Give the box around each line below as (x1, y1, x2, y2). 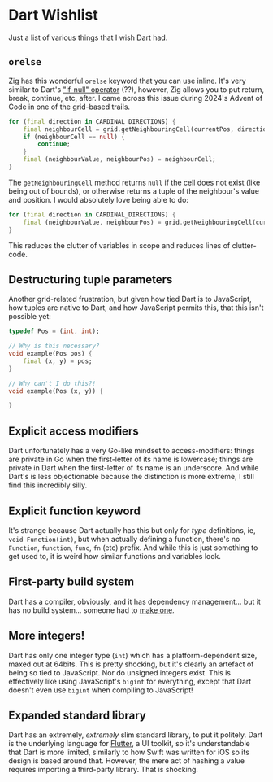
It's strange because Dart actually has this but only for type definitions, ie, (8, 525, 256, 535)
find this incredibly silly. (8, 480, 88, 490)
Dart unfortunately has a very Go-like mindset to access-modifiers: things (8, 446, 255, 456)
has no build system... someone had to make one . (8, 605, 175, 615)
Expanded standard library (8, 708, 146, 722)
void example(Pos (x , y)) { (8, 387, 104, 395)
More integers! (8, 629, 85, 643)
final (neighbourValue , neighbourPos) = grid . (23, 218, 184, 226)
